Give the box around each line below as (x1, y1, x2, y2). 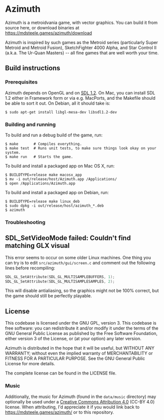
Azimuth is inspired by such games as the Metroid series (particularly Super (5, 39, 158, 45)
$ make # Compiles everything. (5, 141, 82, 146)
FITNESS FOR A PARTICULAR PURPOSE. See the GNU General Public (5, 355, 145, 361)
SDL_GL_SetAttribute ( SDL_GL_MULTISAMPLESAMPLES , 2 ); (5, 279, 115, 284)
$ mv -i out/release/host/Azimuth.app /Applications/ (5, 177, 117, 181)
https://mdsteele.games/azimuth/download (5, 30, 92, 36)
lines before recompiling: (5, 265, 55, 271)
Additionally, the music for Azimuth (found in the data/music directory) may (5, 394, 157, 399)
